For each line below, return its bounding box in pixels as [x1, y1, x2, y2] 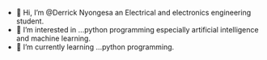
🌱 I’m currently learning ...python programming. [15, 42, 175, 52]
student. [15, 16, 44, 26]
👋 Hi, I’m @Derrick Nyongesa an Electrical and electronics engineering [15, 8, 252, 17]
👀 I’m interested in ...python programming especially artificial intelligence [15, 25, 259, 34]
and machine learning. [15, 33, 91, 43]
